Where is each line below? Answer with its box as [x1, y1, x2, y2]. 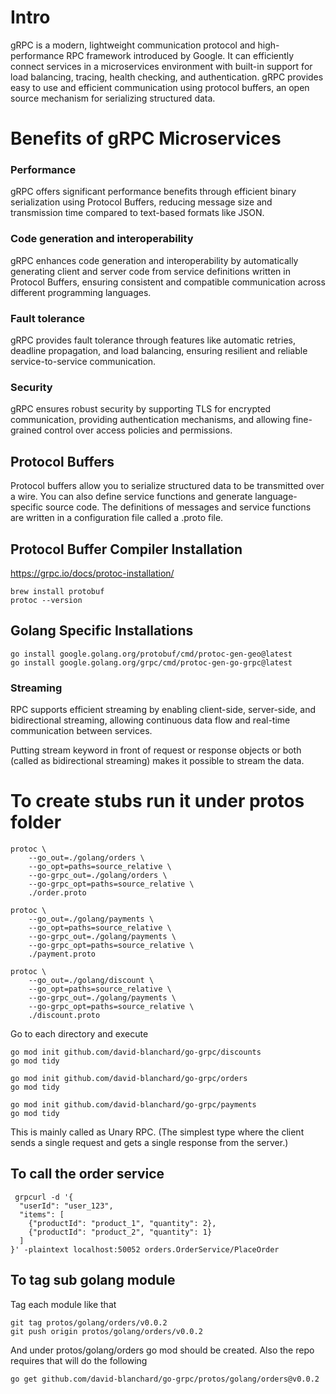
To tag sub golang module [10, 1272, 176, 1289]
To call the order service [10, 1166, 165, 1183]
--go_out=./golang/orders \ [28, 852, 145, 863]
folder [10, 811, 62, 834]
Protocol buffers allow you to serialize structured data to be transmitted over [10, 480, 325, 492]
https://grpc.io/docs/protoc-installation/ [10, 567, 175, 579]
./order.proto [28, 887, 87, 898]
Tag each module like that [10, 1298, 117, 1310]
